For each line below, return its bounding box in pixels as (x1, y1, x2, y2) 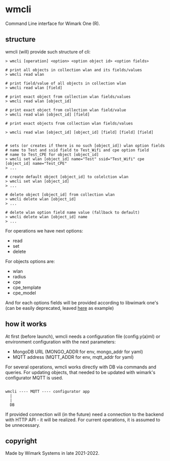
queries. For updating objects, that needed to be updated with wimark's (5, 369, 156, 375)
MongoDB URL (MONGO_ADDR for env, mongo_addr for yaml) (12, 349, 144, 355)
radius (12, 273, 26, 279)
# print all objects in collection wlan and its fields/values (5, 67, 143, 72)
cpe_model (12, 290, 37, 296)
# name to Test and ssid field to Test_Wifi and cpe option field (5, 148, 149, 153)
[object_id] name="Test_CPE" (5, 161, 67, 166)
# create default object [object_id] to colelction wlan (5, 174, 129, 179)
